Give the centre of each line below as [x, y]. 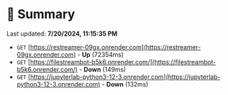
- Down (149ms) [102, 69]
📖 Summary [41, 14]
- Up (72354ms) [100, 54]
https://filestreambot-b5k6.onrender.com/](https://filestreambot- [123, 61]
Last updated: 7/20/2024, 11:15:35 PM [62, 34]
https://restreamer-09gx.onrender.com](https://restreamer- [116, 47]
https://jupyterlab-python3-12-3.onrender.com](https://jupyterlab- [126, 77]
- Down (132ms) [125, 84]
